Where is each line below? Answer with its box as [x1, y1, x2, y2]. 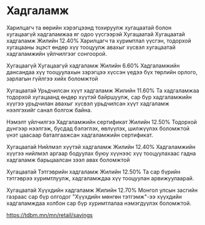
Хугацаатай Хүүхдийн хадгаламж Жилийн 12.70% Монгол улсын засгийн [6, 186, 198, 194]
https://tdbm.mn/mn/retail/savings [6, 211, 93, 218]
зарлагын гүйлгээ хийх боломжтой [6, 75, 98, 82]
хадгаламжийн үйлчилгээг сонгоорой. [6, 50, 107, 57]
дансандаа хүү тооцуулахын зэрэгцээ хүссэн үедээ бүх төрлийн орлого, [6, 68, 198, 75]
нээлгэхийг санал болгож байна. [6, 106, 92, 113]
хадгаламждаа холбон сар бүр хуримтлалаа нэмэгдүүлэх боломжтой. [6, 199, 191, 207]
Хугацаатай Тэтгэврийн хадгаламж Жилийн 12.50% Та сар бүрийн [6, 168, 181, 175]
